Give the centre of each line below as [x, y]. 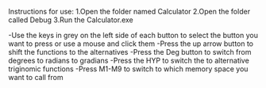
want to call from [36, 77]
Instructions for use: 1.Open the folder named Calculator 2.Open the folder [129, 11]
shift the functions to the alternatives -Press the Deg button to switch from [130, 52]
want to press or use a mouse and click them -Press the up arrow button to [131, 44]
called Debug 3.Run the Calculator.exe [71, 20]
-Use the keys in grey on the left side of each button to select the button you [133, 35]
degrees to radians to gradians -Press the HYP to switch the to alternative [129, 60]
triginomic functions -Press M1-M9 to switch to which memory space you [128, 69]
